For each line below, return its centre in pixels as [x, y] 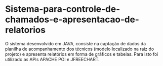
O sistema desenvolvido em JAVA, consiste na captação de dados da [76, 43]
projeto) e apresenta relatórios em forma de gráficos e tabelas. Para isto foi [81, 54]
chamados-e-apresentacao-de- [72, 19]
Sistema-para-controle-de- [62, 9]
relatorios [25, 30]
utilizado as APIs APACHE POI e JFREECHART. [52, 59]
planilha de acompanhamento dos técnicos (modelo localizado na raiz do [80, 49]
